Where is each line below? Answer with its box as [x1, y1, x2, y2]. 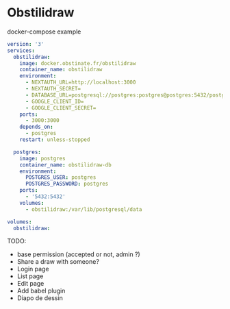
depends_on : [19, 123, 53, 131]
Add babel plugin [16, 286, 66, 295]
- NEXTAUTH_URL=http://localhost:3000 [25, 79, 136, 86]
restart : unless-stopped [19, 136, 90, 143]
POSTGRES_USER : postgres [25, 174, 97, 181]
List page [16, 272, 44, 280]
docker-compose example [7, 27, 81, 36]
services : [7, 47, 36, 54]
